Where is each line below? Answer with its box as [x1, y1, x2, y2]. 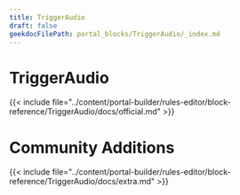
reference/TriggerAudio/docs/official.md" [9, 106, 162, 117]
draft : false [9, 21, 58, 30]
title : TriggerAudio [9, 12, 86, 22]
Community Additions [9, 137, 175, 158]
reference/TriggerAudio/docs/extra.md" [9, 176, 156, 187]
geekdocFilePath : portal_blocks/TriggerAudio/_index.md [9, 29, 220, 38]
